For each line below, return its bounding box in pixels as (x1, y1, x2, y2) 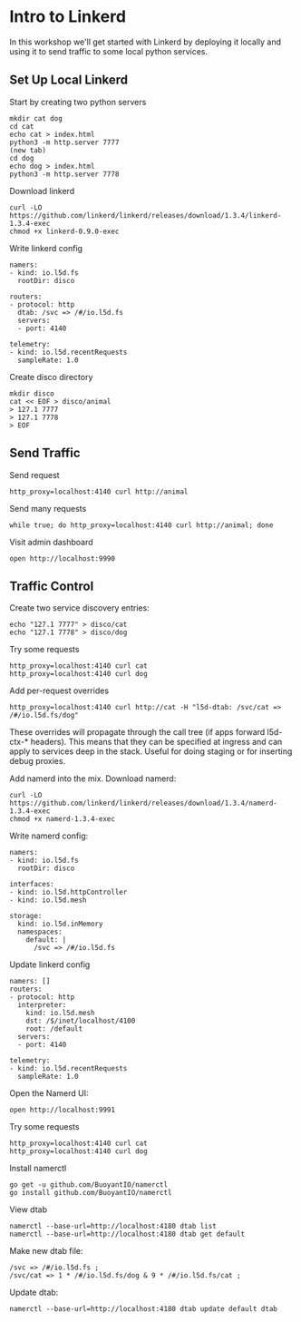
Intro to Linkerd (9, 6, 127, 27)
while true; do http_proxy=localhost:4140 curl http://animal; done (9, 520, 274, 530)
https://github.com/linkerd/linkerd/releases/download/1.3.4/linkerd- (9, 211, 282, 220)
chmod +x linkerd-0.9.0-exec (9, 227, 120, 236)
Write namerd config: (9, 830, 89, 841)
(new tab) (9, 145, 47, 155)
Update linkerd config (9, 959, 91, 970)
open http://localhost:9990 (9, 553, 116, 563)
